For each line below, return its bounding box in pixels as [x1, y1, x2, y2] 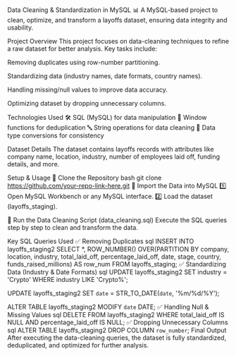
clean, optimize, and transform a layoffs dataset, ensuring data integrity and [7, 16, 228, 24]
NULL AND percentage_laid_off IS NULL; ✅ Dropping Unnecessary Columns [7, 318, 228, 326]
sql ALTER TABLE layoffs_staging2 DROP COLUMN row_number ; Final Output [7, 326, 227, 334]
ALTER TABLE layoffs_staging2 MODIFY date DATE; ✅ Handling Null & [7, 302, 209, 311]
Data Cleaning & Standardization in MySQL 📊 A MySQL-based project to [7, 6, 218, 14]
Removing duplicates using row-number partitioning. [7, 59, 161, 66]
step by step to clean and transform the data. [7, 223, 139, 231]
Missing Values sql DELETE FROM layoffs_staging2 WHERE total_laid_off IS [7, 311, 225, 319]
